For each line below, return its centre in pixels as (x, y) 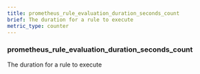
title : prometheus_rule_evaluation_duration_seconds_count (93, 13)
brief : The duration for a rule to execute (70, 20)
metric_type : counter (38, 26)
